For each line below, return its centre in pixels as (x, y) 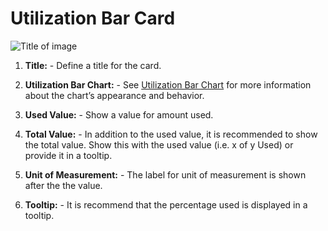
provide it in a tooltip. (68, 155)
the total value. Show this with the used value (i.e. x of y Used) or (159, 144)
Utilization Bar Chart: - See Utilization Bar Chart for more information (168, 84)
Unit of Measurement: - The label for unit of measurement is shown (165, 174)
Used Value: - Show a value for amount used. (119, 114)
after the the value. (63, 185)
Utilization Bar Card (93, 18)
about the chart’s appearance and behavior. (114, 95)
